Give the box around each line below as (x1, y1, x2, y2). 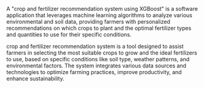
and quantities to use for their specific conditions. (6, 31, 132, 38)
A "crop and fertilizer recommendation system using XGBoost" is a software (6, 5, 198, 12)
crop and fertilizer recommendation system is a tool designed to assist (6, 42, 184, 50)
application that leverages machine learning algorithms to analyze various (6, 12, 193, 19)
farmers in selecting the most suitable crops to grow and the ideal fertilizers (6, 49, 197, 56)
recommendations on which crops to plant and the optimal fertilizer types (6, 24, 192, 32)
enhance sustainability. (6, 75, 64, 82)
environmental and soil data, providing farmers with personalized (6, 18, 170, 25)
